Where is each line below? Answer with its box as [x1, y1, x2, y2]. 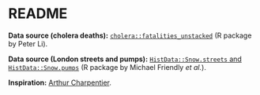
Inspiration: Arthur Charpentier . [8, 78, 112, 87]
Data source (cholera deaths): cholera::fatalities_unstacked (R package [8, 31, 252, 40]
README [8, 5, 68, 23]
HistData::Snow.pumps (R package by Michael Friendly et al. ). [8, 62, 207, 71]
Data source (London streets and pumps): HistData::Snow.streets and [8, 54, 243, 64]
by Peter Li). [8, 38, 48, 48]
